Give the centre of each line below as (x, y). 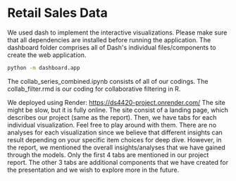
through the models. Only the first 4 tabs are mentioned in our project (108, 155)
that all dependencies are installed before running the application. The (109, 39)
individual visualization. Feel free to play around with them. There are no (112, 125)
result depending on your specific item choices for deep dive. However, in (114, 139)
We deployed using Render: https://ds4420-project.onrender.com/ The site (116, 102)
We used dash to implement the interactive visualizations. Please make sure (117, 32)
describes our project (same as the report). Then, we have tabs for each (112, 117)
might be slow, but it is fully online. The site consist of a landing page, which (118, 110)
